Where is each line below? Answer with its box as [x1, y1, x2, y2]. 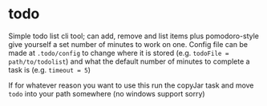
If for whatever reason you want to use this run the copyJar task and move [8, 80, 254, 90]
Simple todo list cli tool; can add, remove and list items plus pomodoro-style [8, 31, 259, 41]
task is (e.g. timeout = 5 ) [8, 65, 91, 74]
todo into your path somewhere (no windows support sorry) [8, 88, 206, 98]
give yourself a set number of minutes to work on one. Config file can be [8, 39, 249, 49]
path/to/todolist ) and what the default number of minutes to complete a [8, 57, 250, 66]
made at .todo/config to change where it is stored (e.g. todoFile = [8, 48, 229, 57]
